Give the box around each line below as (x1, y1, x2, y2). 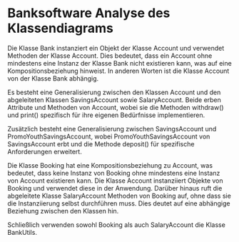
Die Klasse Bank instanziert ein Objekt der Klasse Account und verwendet (7, 44, 225, 52)
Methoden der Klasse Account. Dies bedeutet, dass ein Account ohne (7, 51, 213, 60)
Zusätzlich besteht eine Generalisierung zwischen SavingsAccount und (7, 124, 217, 133)
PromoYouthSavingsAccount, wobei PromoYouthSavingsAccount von (7, 132, 210, 141)
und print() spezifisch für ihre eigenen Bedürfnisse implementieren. (7, 111, 205, 119)
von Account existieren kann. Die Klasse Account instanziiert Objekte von (7, 176, 223, 185)
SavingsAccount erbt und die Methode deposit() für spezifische (7, 139, 195, 148)
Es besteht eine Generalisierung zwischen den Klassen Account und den (7, 88, 221, 96)
